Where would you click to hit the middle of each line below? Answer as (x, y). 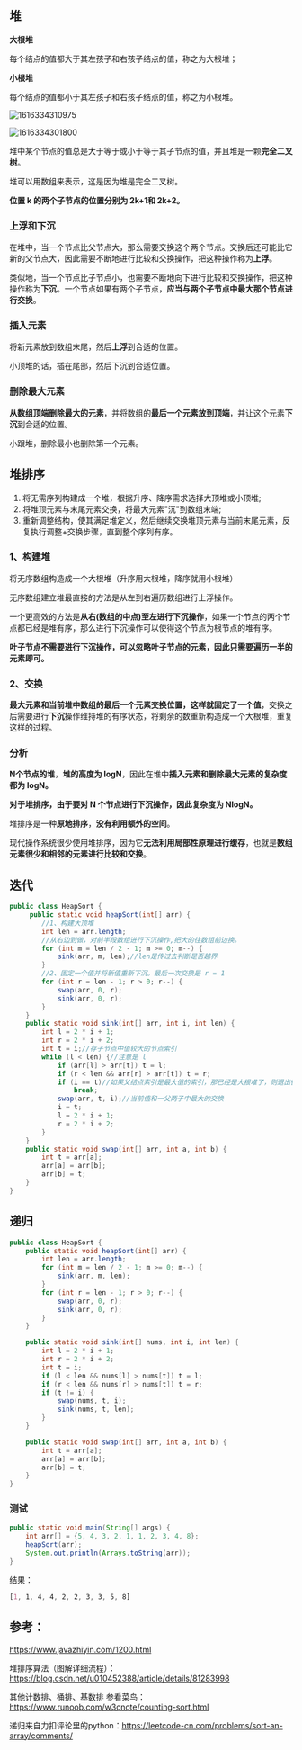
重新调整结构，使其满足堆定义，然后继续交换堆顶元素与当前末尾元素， (152, 520)
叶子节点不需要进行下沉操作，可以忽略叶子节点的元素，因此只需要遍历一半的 (151, 647)
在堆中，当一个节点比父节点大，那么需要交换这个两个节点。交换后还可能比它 (151, 247)
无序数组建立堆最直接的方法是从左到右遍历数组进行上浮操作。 (124, 597)
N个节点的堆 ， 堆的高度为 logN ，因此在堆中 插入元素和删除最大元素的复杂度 (148, 774)
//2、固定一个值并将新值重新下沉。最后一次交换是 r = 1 (133, 974)
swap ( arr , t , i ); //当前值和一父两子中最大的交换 (141, 1099)
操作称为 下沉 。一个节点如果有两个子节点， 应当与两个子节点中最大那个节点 (147, 289)
